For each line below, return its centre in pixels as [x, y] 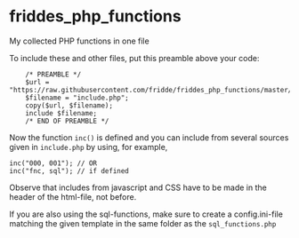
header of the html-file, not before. [73, 196]
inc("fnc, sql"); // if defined [69, 171]
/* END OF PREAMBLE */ [67, 121]
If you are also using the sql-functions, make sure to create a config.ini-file [146, 214]
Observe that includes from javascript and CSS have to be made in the [138, 187]
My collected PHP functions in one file [79, 41]
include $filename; [61, 113]
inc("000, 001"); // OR [53, 163]
